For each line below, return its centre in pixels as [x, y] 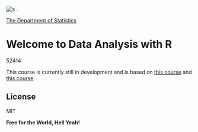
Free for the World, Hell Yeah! [43, 122]
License [21, 97]
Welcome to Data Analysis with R [89, 44]
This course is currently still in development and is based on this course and [99, 72]
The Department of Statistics [41, 20]
